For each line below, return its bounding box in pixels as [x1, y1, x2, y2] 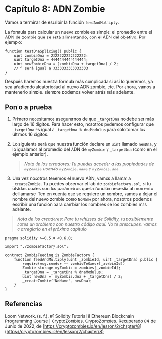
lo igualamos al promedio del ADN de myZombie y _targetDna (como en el [12, 146, 157, 152]
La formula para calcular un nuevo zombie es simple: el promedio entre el [5, 29, 152, 35]
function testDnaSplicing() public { [5, 49, 82, 54]
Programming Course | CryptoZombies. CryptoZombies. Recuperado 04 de [5, 318, 156, 324]
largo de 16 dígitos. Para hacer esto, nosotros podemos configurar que [12, 121, 154, 127]
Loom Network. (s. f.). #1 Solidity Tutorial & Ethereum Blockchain [5, 313, 134, 319]
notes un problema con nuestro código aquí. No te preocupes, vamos [17, 221, 157, 227]
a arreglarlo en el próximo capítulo [17, 226, 87, 232]
